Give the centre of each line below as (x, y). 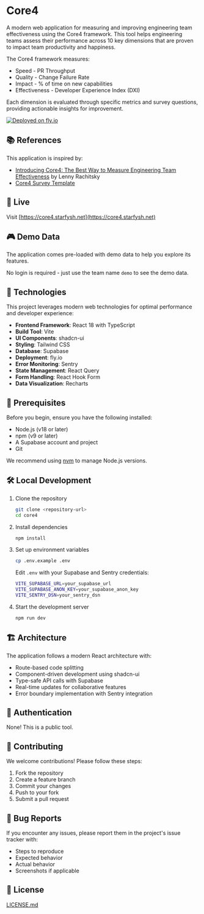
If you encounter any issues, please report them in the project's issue (93, 833)
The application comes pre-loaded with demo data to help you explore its (99, 255)
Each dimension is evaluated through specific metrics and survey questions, (102, 102)
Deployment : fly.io (39, 357)
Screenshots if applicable (47, 871)
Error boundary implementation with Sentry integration (84, 693)
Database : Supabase (42, 351)
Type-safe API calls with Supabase (59, 680)
